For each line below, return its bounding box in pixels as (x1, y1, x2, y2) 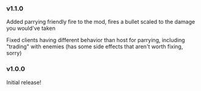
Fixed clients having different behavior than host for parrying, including (6, 37, 185, 44)
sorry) (6, 49, 22, 57)
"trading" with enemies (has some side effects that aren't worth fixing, (6, 43, 183, 50)
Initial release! (6, 78, 42, 86)
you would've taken (6, 24, 56, 32)
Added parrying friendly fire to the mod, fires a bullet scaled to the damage (6, 18, 196, 26)
